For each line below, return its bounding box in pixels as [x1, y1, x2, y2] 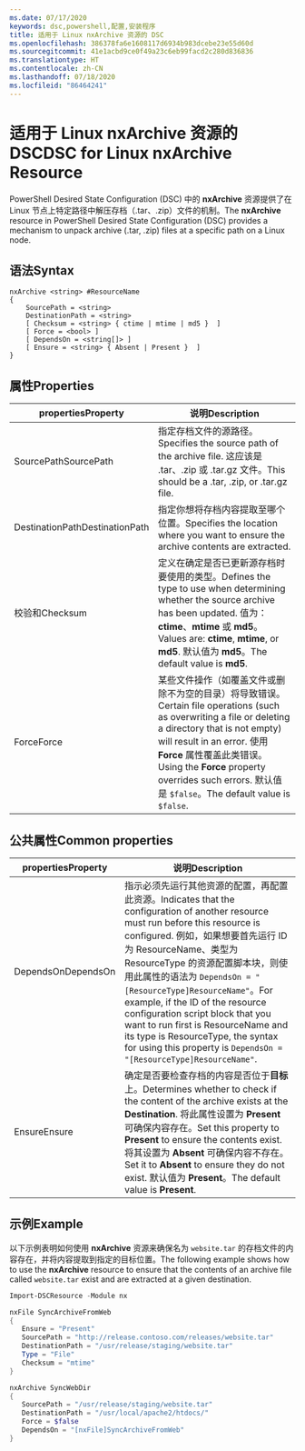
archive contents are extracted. [157, 540, 291, 553]
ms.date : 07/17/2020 [9, 13, 88, 23]
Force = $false [21, 1417, 79, 1426]
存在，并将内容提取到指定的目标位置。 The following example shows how [16, 1254, 290, 1265]
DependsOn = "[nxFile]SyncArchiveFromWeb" [21, 1426, 184, 1435]
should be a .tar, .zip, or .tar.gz [157, 475, 288, 488]
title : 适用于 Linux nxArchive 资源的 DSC [9, 30, 164, 39]
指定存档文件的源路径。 [157, 425, 259, 437]
